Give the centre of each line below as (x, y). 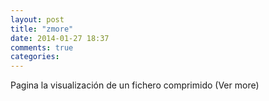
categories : (35, 57)
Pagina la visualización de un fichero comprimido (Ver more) (135, 85)
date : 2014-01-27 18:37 (60, 38)
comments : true (42, 47)
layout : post (37, 19)
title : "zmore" (42, 29)
